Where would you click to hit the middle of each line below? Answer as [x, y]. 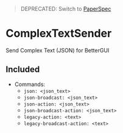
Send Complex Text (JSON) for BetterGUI [58, 50]
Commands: [30, 84]
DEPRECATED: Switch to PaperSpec [66, 9]
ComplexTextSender [59, 34]
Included [23, 70]
